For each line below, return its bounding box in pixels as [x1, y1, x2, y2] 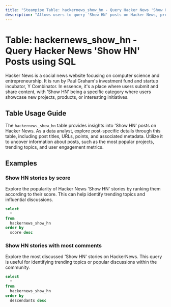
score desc [10, 230, 33, 235]
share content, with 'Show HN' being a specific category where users [5, 89, 151, 95]
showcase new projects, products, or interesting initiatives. [5, 94, 129, 100]
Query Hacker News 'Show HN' [5, 45, 140, 57]
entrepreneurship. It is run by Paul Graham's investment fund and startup [5, 78, 159, 84]
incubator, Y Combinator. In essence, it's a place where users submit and [5, 83, 159, 90]
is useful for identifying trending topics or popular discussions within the [5, 259, 157, 265]
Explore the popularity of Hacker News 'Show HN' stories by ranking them [5, 185, 161, 191]
